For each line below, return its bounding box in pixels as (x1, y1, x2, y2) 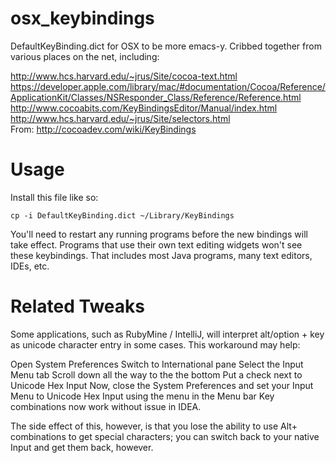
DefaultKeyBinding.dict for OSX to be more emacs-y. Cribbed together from (10, 40, 322, 52)
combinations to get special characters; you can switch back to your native (10, 430, 320, 442)
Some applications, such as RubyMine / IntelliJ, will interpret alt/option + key (10, 328, 325, 340)
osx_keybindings (10, 7, 155, 30)
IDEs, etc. (10, 260, 50, 272)
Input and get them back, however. (10, 441, 154, 453)
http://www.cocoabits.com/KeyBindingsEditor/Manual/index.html (10, 102, 278, 114)
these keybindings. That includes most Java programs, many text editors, (10, 249, 313, 261)
